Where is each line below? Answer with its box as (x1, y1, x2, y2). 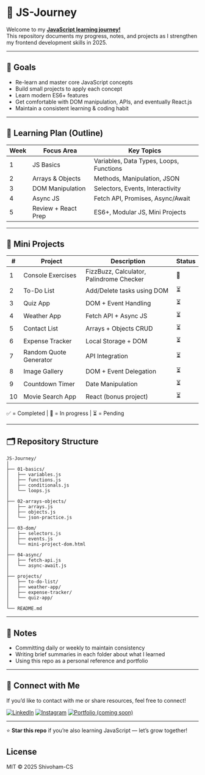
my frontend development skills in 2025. (6, 39, 107, 46)
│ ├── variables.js (6, 471, 62, 478)
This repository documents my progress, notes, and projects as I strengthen (6, 32, 198, 39)
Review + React (32, 204, 77, 212)
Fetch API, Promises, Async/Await (93, 194, 190, 203)
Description (110, 257, 145, 266)
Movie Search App (23, 392, 76, 400)
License (6, 747, 37, 757)
